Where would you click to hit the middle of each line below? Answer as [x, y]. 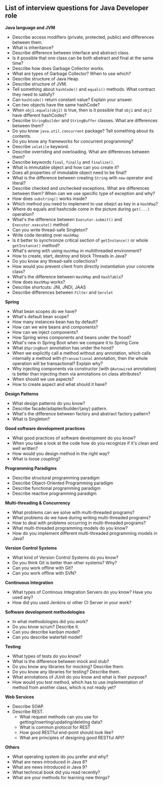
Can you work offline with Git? [43, 568]
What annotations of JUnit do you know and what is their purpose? [80, 677]
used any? [23, 597]
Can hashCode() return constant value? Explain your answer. [72, 100]
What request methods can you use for [59, 717]
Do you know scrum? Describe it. [46, 627]
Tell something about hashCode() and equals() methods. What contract [83, 89]
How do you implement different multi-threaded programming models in [85, 533]
